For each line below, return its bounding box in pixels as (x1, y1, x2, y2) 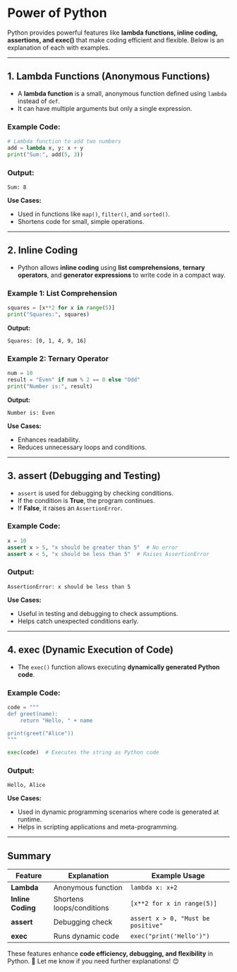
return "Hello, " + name (20, 717, 93, 724)
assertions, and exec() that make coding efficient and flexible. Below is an (7, 35, 224, 44)
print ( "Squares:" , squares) (7, 311, 90, 318)
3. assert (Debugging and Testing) (7, 470, 161, 482)
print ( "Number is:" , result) (7, 383, 93, 390)
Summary (7, 850, 51, 862)
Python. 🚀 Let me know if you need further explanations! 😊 (7, 957, 180, 966)
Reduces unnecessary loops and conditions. (17, 443, 147, 451)
